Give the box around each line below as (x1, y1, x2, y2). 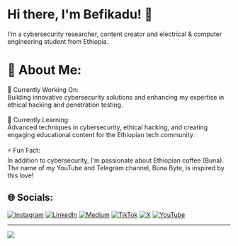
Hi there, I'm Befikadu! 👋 (7, 6, 153, 23)
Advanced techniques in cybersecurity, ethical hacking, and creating (7, 123, 208, 131)
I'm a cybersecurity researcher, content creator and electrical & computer (7, 30, 222, 38)
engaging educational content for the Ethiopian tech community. (7, 130, 195, 139)
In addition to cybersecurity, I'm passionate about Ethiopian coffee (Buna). (7, 156, 225, 165)
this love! (7, 171, 34, 180)
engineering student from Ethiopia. (7, 37, 109, 45)
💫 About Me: (7, 62, 82, 78)
